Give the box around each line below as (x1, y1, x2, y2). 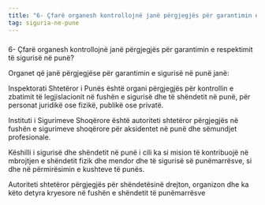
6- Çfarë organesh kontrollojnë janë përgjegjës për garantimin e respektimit (8, 45, 254, 54)
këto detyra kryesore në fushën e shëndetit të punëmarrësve (8, 188, 206, 198)
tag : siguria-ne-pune (8, 19, 80, 27)
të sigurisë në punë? (8, 53, 75, 63)
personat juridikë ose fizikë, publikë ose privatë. (8, 100, 164, 110)
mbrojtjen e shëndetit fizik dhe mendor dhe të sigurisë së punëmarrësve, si (8, 156, 252, 166)
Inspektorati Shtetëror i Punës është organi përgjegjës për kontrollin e (8, 84, 234, 93)
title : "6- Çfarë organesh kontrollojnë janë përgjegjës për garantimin (8, 11, 252, 20)
